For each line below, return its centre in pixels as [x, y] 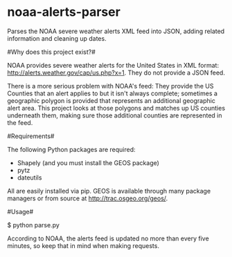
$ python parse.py [34, 225]
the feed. [20, 122]
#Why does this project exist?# [51, 52]
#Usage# [20, 211]
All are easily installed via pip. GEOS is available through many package [109, 191]
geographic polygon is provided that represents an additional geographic [111, 100]
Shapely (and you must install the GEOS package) [88, 162]
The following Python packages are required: [72, 149]
